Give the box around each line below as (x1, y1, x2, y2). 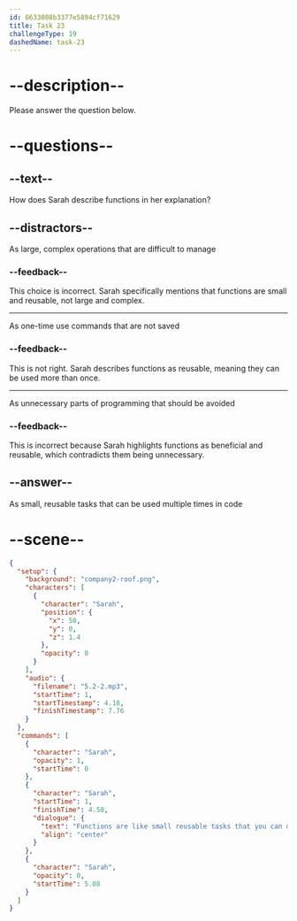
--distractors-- (9, 220, 94, 235)
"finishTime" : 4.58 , (32, 805, 109, 814)
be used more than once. (9, 372, 101, 383)
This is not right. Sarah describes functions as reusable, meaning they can (9, 363, 280, 373)
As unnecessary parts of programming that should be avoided (9, 397, 236, 408)
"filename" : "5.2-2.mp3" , (32, 682, 128, 691)
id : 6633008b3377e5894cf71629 (9, 12, 121, 22)
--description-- (9, 76, 126, 96)
